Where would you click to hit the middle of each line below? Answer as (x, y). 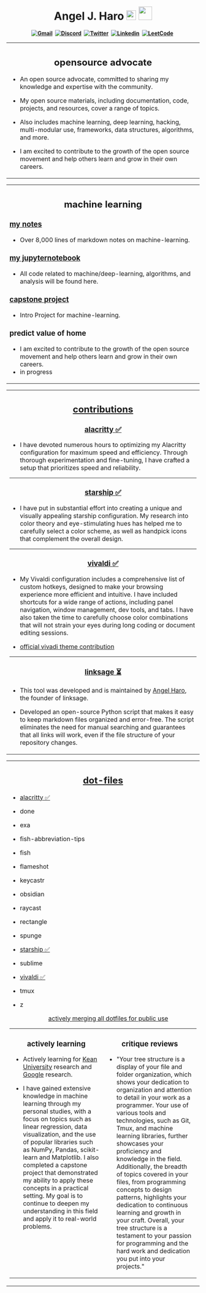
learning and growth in (149, 1213)
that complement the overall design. (72, 539)
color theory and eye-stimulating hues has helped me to (101, 524)
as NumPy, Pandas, (51, 1150)
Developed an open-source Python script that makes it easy (107, 712)
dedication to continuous (152, 1205)
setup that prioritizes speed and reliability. (80, 468)
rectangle (34, 922)
